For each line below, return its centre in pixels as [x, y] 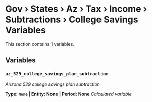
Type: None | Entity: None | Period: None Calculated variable [69, 94]
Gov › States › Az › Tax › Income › [76, 9]
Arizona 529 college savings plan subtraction [53, 84]
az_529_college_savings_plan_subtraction [57, 74]
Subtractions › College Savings [72, 19]
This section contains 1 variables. [40, 44]
